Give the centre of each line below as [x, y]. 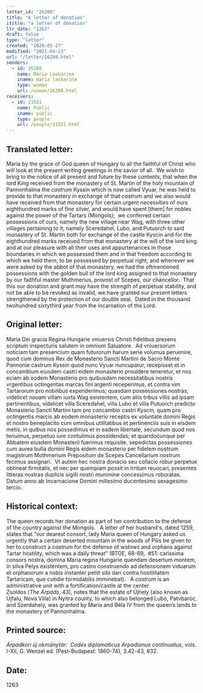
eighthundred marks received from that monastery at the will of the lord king [101, 241]
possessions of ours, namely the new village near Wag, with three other [96, 221]
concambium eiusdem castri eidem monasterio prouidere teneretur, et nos [99, 371]
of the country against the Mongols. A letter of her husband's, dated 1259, [100, 527]
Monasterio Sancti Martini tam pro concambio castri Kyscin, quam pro [94, 410]
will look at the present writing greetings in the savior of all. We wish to [95, 170]
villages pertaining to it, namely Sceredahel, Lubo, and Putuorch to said [95, 228]
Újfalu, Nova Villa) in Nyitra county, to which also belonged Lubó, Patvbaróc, [102, 598]
